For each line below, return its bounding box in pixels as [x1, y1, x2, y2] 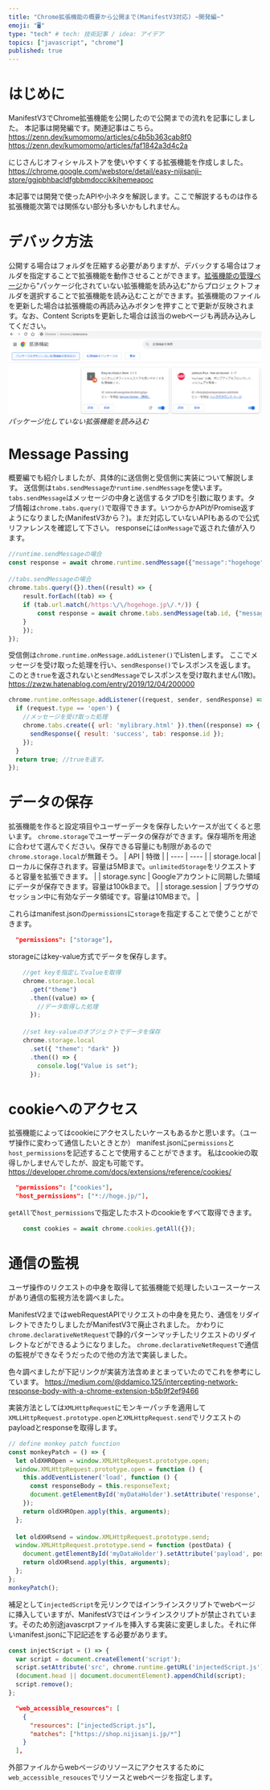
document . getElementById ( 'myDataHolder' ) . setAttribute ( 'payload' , [22, 1550, 250, 1559]
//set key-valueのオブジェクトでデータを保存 [22, 1028, 161, 1036]
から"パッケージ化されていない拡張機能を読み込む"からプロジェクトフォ [22, 281, 261, 290]
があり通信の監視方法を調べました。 [8, 1292, 129, 1302]
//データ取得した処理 [37, 1002, 99, 1010]
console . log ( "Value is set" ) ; [37, 1062, 138, 1070]
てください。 [8, 322, 51, 330]
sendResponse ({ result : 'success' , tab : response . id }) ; [29, 730, 225, 738]
